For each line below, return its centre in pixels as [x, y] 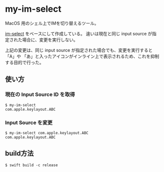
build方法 [19, 154]
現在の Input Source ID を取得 [40, 95]
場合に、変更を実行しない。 [50, 40]
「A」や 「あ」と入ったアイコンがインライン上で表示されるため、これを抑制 [82, 56]
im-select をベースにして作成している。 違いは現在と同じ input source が [79, 33]
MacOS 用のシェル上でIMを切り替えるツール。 [52, 23]
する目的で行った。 [24, 62]
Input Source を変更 [29, 123]
